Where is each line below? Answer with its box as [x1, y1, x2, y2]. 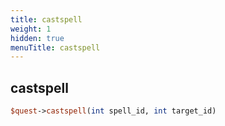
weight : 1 [10, 24, 52, 34]
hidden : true [10, 33, 65, 43]
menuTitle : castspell [10, 42, 101, 53]
